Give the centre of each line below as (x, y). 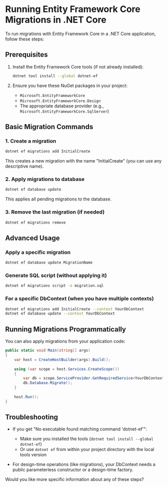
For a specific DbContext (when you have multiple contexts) (79, 298)
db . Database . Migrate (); (48, 383)
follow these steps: (24, 39)
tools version (33, 455)
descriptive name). (24, 166)
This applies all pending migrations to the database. (58, 199)
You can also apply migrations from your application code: (65, 341)
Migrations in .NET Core (56, 20)
